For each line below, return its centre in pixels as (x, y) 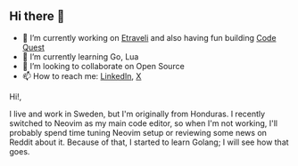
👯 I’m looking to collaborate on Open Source (103, 66)
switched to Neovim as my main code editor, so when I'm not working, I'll (144, 123)
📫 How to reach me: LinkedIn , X (82, 75)
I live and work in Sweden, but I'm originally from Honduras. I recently (137, 114)
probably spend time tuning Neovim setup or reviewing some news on (138, 132)
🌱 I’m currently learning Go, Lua (80, 56)
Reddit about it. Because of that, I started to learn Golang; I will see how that (149, 142)
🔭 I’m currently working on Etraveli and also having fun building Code (149, 37)
